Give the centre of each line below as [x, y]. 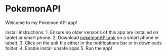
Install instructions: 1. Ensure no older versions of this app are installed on [82, 32]
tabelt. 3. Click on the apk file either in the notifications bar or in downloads [83, 42]
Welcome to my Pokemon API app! [41, 22]
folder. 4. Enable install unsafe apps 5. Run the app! [59, 48]
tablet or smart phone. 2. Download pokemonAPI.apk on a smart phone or [82, 37]
